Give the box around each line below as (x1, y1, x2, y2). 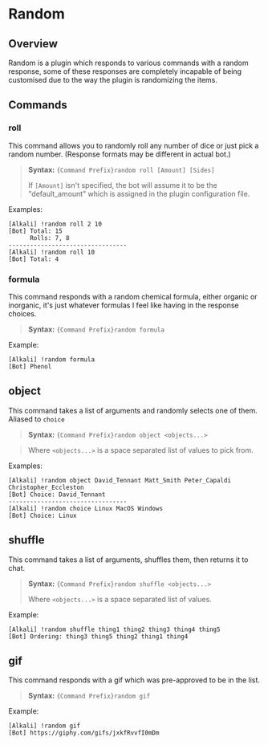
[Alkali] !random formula (8, 355, 95, 364)
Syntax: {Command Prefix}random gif (27, 691, 151, 701)
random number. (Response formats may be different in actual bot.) (8, 149, 231, 159)
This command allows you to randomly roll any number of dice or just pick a (8, 140, 259, 150)
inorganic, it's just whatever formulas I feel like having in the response (8, 300, 239, 310)
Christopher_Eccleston (8, 483, 84, 491)
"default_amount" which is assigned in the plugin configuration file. (27, 189, 250, 198)
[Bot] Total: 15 (8, 226, 63, 235)
